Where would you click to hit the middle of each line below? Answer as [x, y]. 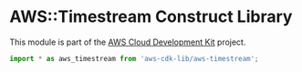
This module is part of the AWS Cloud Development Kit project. [128, 42]
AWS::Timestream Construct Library [151, 17]
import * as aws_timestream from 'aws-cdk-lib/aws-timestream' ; [134, 58]
